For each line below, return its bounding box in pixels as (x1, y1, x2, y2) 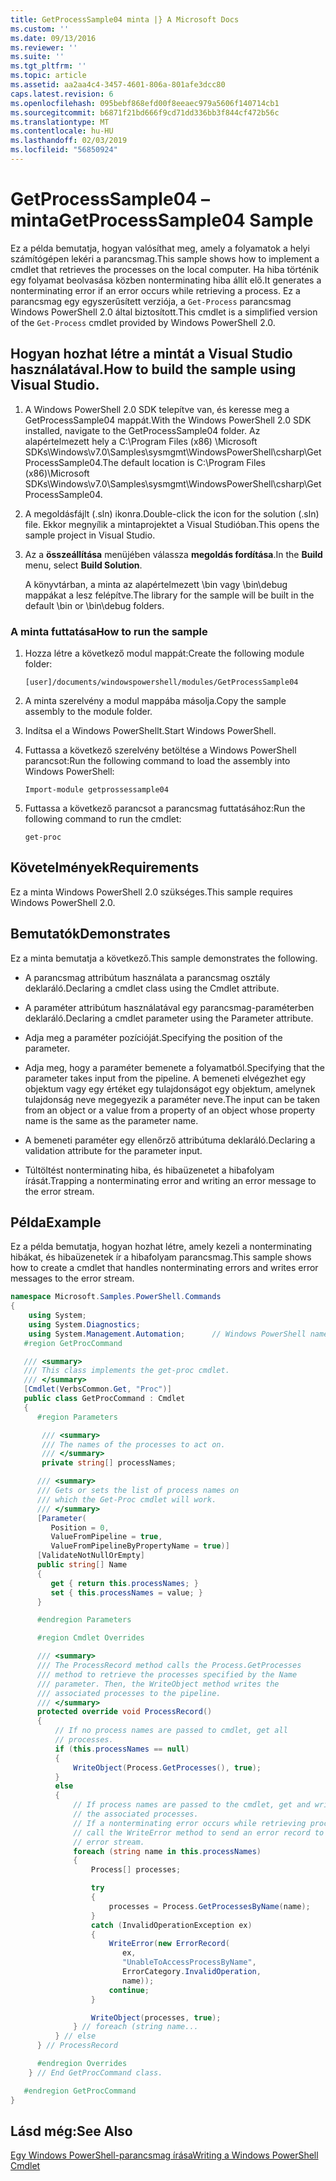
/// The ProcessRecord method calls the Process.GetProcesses (36, 1661, 302, 1671)
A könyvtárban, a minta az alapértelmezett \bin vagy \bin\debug (24, 578, 288, 590)
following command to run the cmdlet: (24, 812, 182, 825)
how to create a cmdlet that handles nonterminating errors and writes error (10, 1262, 319, 1274)
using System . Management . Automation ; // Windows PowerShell (28, 1329, 307, 1339)
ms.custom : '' (10, 24, 70, 34)
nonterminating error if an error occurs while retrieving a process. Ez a (10, 284, 301, 296)
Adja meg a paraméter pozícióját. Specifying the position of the (24, 1031, 283, 1043)
